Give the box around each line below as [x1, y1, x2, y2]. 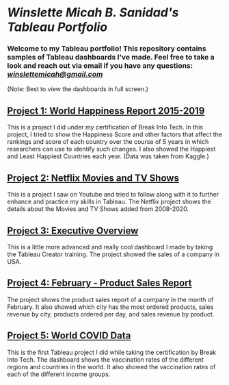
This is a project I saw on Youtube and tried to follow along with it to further [7, 190, 219, 199]
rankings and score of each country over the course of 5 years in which [7, 138, 209, 146]
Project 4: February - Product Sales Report [7, 277, 193, 289]
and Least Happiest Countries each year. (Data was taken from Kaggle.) [7, 152, 210, 160]
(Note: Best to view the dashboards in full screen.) [7, 85, 149, 93]
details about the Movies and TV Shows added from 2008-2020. [7, 205, 189, 213]
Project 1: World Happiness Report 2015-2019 [7, 105, 205, 116]
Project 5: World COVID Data [7, 330, 131, 342]
